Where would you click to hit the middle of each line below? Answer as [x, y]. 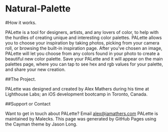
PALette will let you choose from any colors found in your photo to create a [82, 53]
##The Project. [21, 79]
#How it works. [21, 22]
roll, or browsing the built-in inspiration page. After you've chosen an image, [84, 48]
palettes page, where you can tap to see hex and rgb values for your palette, [84, 64]
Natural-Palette [38, 9]
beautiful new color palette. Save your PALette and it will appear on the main [84, 58]
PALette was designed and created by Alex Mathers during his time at [77, 88]
